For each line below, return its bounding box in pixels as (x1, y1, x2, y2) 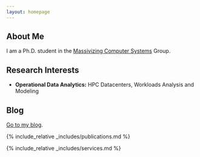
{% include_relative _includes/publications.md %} (6, 133, 130, 140)
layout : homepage (6, 8, 50, 15)
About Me (6, 32, 44, 42)
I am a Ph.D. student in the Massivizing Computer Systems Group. (6, 47, 171, 55)
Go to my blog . (6, 121, 44, 129)
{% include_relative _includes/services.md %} (6, 145, 121, 152)
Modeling (15, 87, 39, 95)
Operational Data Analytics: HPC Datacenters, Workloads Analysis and (15, 81, 195, 89)
